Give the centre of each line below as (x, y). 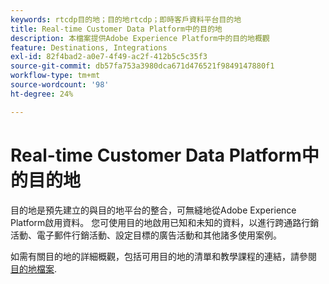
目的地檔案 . (34, 268)
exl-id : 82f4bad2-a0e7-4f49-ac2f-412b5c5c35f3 (109, 57)
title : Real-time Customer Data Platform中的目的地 (116, 29)
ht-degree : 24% (42, 94)
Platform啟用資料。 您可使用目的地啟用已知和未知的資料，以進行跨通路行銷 (165, 222)
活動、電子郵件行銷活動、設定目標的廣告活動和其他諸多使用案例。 (146, 235)
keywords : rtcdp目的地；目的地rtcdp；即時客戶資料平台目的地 (126, 19)
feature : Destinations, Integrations (89, 47)
